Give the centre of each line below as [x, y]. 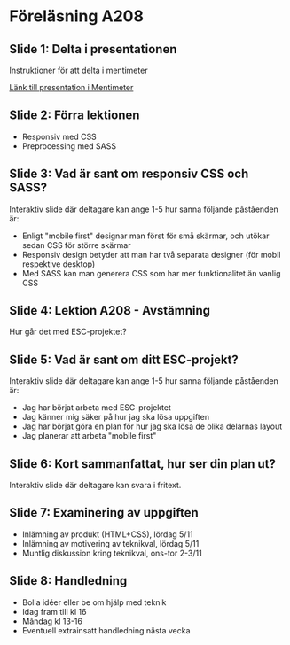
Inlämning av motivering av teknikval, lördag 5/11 [110, 543]
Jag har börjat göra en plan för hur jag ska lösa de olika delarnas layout [152, 426]
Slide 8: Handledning [68, 581]
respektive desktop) [59, 264]
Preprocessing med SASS [69, 146]
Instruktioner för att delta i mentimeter [78, 70]
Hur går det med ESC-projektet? [68, 332]
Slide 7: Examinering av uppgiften [104, 513]
